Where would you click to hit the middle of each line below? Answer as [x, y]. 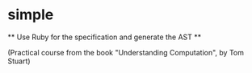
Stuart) [19, 61]
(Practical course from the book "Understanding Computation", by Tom [126, 52]
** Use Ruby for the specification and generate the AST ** [105, 37]
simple [31, 15]
